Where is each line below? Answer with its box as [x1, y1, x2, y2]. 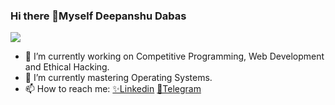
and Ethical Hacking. [24, 61, 110, 73]
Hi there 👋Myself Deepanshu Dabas [10, 9, 187, 23]
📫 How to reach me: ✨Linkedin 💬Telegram [24, 83, 202, 95]
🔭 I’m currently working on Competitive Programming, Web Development [24, 50, 325, 63]
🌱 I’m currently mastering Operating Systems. [24, 72, 213, 84]
